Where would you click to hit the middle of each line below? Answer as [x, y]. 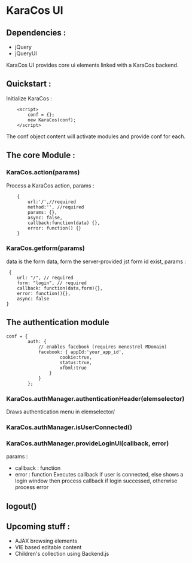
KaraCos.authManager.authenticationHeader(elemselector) [95, 398]
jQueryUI [26, 53]
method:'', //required [56, 207]
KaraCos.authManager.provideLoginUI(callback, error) [88, 443]
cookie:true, [76, 357]
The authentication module [58, 322]
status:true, [76, 362]
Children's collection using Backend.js [62, 554]
